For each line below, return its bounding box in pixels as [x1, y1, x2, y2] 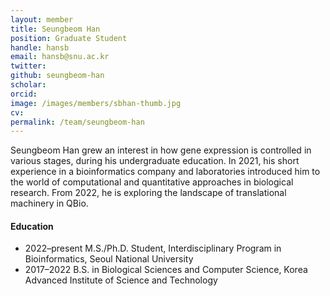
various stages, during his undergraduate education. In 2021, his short [10, 155, 300, 167]
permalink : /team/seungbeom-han [10, 117, 145, 127]
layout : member [10, 14, 74, 25]
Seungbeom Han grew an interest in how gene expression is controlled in [10, 144, 312, 156]
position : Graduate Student [10, 33, 128, 43]
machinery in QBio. [10, 197, 89, 210]
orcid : [10, 89, 38, 99]
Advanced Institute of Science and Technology [24, 274, 218, 286]
